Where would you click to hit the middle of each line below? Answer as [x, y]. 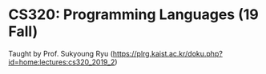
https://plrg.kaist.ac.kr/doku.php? [167, 53]
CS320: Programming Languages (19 [133, 15]
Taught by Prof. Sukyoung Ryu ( [61, 53]
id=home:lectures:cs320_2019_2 [62, 62]
